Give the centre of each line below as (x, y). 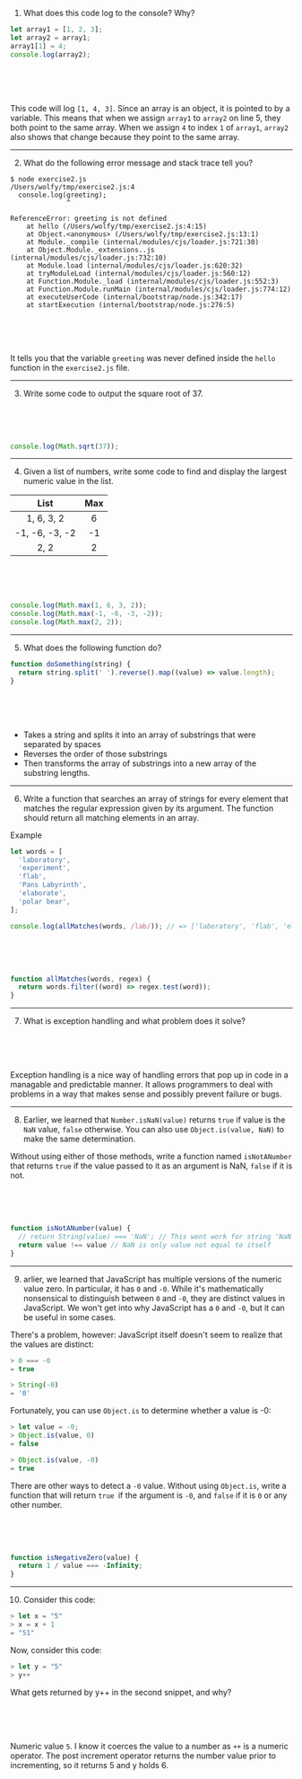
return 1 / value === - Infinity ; (81, 1566)
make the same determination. (79, 1139)
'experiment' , (44, 868)
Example (26, 835)
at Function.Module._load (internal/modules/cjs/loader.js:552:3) (153, 281)
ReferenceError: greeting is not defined (89, 218)
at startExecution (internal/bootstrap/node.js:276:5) (131, 304)
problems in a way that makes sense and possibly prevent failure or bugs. (146, 1094)
